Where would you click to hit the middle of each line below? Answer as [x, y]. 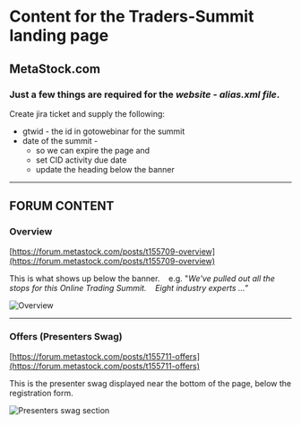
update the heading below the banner [105, 169]
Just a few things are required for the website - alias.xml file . [145, 94]
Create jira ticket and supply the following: [87, 113]
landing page [59, 35]
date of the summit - [60, 140]
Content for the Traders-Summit [132, 17]
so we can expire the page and [93, 150]
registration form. [41, 393]
